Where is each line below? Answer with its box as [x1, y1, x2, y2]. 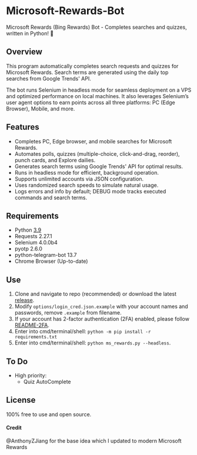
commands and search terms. [14, 194, 87, 201]
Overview [6, 47, 43, 57]
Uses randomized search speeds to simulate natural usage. [14, 181, 159, 189]
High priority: [14, 372, 47, 379]
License [6, 395, 36, 405]
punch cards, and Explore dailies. [14, 156, 96, 163]
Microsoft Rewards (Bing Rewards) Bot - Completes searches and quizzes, [6, 24, 187, 31]
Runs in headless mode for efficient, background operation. [14, 169, 159, 176]
